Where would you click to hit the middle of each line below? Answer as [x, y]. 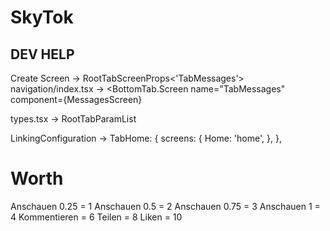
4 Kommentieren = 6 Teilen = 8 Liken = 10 [96, 217]
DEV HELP [42, 54]
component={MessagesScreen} [76, 99]
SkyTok [42, 17]
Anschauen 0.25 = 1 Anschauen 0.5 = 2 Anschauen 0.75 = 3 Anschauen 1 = [165, 206]
